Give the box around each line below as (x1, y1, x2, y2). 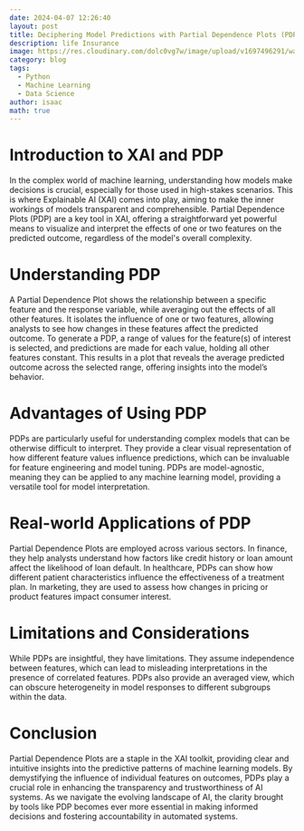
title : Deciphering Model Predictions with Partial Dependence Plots (9, 30, 278, 39)
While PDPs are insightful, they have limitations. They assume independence (9, 652, 295, 663)
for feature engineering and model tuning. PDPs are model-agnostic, (9, 462, 265, 473)
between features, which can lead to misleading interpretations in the (9, 662, 268, 673)
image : (9, 47, 34, 56)
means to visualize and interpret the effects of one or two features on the (9, 223, 282, 234)
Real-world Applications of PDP (9, 513, 252, 534)
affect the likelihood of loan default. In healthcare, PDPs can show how (9, 563, 273, 573)
